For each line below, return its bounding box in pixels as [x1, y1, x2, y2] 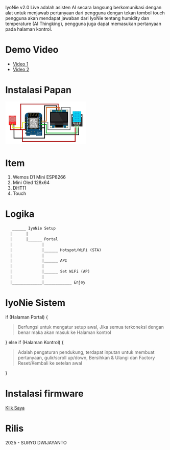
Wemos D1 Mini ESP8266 [12, 174, 66, 181]
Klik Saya [5, 404, 25, 411]
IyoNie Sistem [5, 297, 65, 309]
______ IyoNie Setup [12, 226, 56, 231]
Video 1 [12, 61, 29, 67]
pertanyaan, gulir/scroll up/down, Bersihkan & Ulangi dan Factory [17, 354, 155, 361]
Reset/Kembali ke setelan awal [17, 360, 83, 366]
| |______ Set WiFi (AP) [10, 269, 90, 274]
